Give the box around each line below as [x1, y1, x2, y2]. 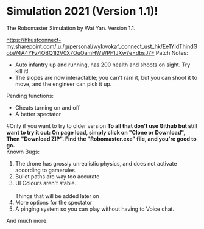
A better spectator [15, 110, 62, 118]
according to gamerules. [15, 166, 77, 174]
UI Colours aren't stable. [15, 179, 77, 186]
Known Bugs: [6, 148, 40, 155]
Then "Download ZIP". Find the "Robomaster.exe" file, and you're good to [6, 135, 197, 143]
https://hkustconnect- [6, 36, 62, 43]
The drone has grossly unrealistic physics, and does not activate [15, 160, 177, 167]
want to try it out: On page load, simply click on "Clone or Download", [6, 129, 186, 136]
